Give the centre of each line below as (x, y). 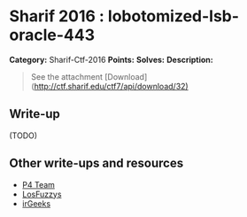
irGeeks (36, 203)
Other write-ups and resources (96, 163)
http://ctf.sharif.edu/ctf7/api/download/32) (111, 86)
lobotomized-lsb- (174, 16)
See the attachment (67, 76)
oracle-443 (52, 35)
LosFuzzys (42, 194)
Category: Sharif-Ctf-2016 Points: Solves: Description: (112, 59)
